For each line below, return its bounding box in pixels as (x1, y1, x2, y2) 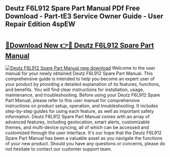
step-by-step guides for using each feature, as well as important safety (5, 108, 154, 114)
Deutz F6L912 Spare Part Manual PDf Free (5, 4, 141, 13)
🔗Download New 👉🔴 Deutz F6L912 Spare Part (5, 41, 154, 50)
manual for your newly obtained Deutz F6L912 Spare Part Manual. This (5, 71, 153, 76)
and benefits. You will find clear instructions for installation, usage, (5, 86, 145, 92)
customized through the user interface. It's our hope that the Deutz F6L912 (5, 130, 162, 136)
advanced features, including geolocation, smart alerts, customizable (5, 119, 150, 125)
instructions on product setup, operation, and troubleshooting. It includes (5, 103, 158, 109)
